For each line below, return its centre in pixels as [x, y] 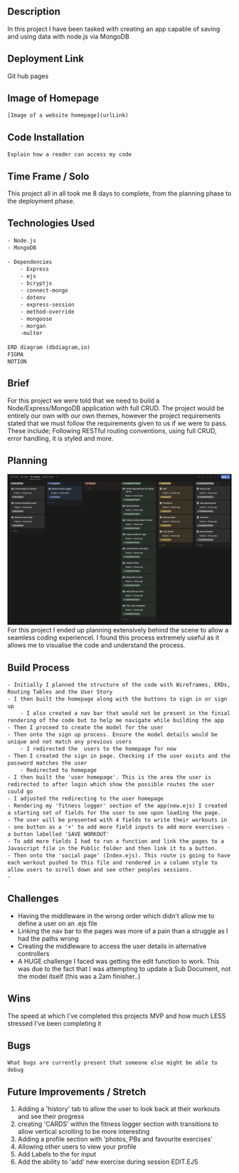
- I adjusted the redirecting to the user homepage [85, 798]
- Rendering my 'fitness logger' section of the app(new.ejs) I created [117, 806]
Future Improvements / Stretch [77, 1092]
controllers [33, 953]
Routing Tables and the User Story [60, 692]
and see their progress [51, 1117]
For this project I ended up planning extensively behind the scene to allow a [118, 630]
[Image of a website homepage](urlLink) [68, 116]
